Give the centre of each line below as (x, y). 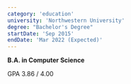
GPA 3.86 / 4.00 (31, 74)
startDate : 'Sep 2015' (41, 34)
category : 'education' (41, 14)
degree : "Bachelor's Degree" (50, 27)
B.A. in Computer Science (46, 60)
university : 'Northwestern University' (66, 20)
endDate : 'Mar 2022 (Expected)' (55, 40)
